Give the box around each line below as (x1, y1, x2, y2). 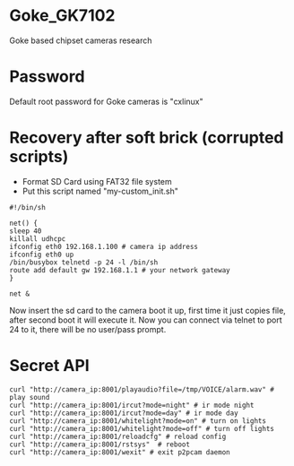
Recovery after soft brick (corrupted (9, 127, 284, 148)
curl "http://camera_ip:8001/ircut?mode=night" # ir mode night (9, 401, 255, 410)
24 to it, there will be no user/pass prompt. (9, 324, 167, 334)
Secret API (9, 356, 90, 375)
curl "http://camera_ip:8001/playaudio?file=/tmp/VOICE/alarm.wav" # (9, 384, 275, 394)
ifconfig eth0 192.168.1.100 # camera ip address (9, 242, 199, 251)
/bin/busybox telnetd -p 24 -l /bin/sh (9, 257, 159, 267)
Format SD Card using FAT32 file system (22, 176, 172, 186)
